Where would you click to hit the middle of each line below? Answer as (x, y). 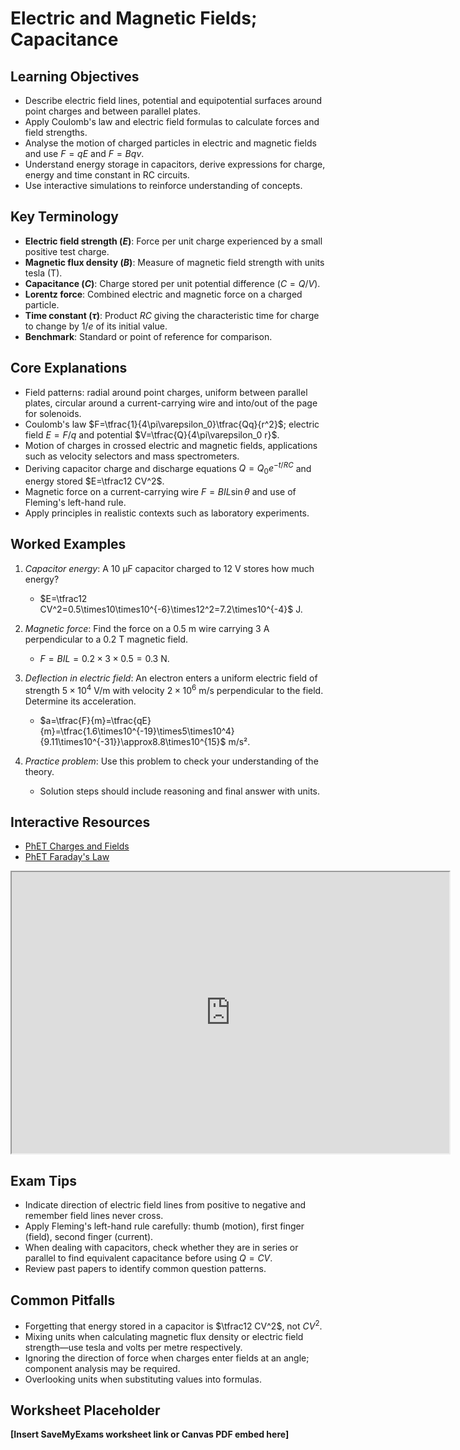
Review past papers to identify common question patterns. (145, 1269)
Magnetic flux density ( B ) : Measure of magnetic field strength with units (174, 262)
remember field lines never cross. (94, 1216)
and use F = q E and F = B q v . (84, 153)
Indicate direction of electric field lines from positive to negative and (165, 1205)
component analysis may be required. (102, 1368)
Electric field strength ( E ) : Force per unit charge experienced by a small (173, 241)
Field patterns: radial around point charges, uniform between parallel (166, 392)
